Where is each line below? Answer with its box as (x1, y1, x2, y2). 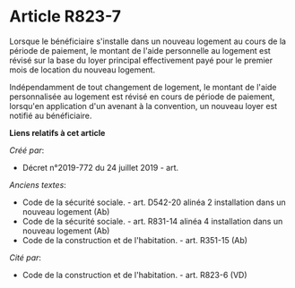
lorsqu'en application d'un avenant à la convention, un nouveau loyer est (9, 100, 278, 111)
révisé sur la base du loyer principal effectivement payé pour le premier (9, 55, 273, 65)
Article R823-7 (9, 6, 121, 27)
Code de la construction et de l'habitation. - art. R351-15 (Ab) (22, 234, 248, 245)
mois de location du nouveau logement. (9, 64, 155, 75)
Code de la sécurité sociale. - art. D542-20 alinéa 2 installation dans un (22, 197, 287, 208)
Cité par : (9, 252, 42, 263)
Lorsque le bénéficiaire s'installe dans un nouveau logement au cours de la (9, 36, 287, 47)
